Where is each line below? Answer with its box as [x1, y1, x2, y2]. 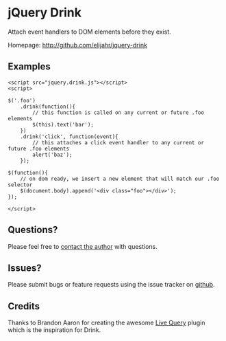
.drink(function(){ [20, 103, 76, 110]
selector [8, 181, 33, 188]
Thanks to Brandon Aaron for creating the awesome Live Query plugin [8, 318, 205, 327]
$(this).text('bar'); [32, 121, 95, 128]
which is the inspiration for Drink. [8, 326, 101, 334]
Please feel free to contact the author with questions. [8, 242, 158, 250]
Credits [8, 300, 40, 312]
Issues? [8, 262, 42, 274]
